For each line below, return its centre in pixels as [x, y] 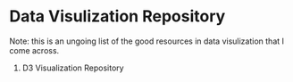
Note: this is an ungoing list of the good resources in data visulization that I [146, 41]
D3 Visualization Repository [73, 68]
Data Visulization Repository [117, 16]
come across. [34, 50]
